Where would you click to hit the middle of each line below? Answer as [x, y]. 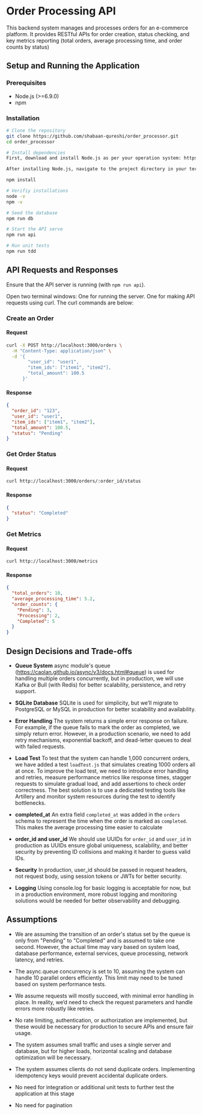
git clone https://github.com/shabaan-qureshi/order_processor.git [93, 136]
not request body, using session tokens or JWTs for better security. [98, 876]
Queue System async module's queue [63, 666]
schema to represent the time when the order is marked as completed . [101, 821]
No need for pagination [44, 1105]
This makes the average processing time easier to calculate [89, 827]
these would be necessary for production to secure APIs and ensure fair [104, 1027]
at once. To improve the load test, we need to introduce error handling [102, 771]
